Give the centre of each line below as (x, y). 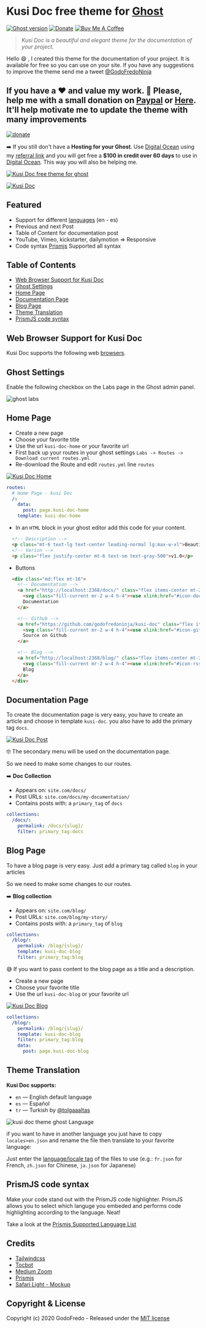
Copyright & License (46, 1303)
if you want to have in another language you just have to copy (84, 1134)
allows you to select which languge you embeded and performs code (94, 1205)
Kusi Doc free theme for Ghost (85, 11)
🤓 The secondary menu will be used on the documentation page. (88, 752)
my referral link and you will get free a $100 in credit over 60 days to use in (102, 155)
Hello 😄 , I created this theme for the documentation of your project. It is (98, 58)
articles (16, 872)
